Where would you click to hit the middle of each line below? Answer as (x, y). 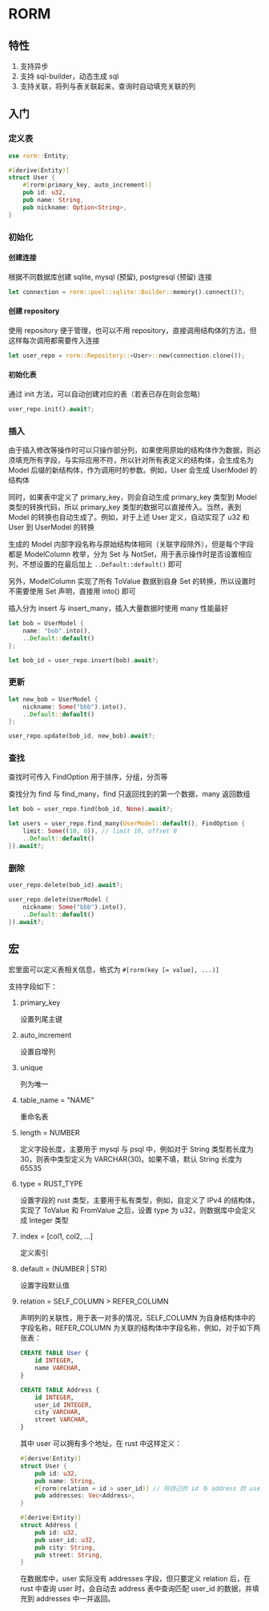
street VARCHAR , (62, 1420)
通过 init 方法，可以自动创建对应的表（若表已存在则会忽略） (106, 394)
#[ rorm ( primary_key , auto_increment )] (87, 185)
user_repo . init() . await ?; (51, 409)
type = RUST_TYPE (51, 1184)
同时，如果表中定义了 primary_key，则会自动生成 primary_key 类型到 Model (133, 497)
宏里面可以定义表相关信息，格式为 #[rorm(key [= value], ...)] (114, 970)
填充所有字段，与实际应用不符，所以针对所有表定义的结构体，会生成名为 (134, 460)
